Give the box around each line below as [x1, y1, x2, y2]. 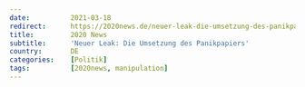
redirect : [9, 22, 47, 31]
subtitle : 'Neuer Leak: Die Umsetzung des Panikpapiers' [9, 38, 250, 48]
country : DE [9, 47, 79, 56]
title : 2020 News [9, 30, 107, 39]
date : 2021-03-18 [9, 13, 112, 23]
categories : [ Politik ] [9, 55, 107, 64]
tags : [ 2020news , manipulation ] [9, 64, 169, 73]
